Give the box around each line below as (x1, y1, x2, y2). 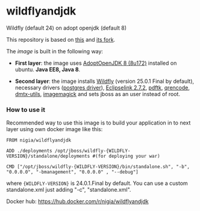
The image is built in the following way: (6, 47, 104, 55)
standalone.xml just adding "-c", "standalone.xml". (6, 186, 131, 193)
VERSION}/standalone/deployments (6, 153, 90, 160)
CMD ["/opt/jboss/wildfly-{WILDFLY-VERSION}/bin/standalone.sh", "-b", (6, 164, 190, 170)
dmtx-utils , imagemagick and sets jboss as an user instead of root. (14, 90, 181, 97)
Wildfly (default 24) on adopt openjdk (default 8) (6, 24, 127, 31)
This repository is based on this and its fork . (6, 36, 116, 43)
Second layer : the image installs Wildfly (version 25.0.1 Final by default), (14, 77, 195, 85)
